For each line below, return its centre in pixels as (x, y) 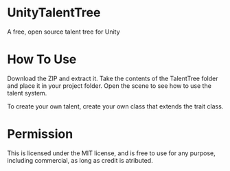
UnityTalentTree (54, 13)
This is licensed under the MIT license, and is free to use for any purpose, (111, 153)
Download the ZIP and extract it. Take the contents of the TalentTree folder (113, 78)
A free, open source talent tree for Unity (64, 32)
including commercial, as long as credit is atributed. (80, 160)
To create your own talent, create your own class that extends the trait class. (115, 106)
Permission (40, 134)
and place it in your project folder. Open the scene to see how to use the (109, 85)
